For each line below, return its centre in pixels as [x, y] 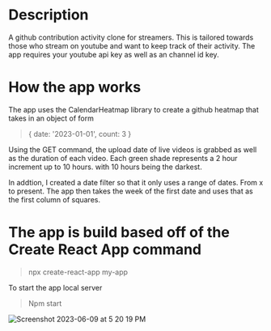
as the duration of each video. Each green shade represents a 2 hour [123, 158]
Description [49, 15]
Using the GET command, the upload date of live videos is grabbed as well [133, 149]
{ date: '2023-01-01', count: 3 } [80, 134]
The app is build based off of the [119, 233]
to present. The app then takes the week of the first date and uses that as [131, 191]
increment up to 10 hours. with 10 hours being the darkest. [105, 167]
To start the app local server [55, 287]
